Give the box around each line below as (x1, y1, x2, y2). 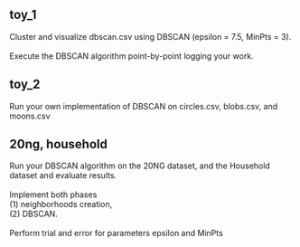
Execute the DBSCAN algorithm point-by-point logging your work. (9, 50, 255, 62)
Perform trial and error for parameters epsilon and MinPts (9, 228, 223, 239)
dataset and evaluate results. (9, 170, 117, 181)
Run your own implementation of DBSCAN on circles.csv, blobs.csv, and (9, 100, 278, 111)
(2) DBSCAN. (9, 208, 59, 220)
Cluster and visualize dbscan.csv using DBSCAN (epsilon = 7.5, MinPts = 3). (9, 31, 292, 42)
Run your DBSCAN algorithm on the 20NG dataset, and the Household (9, 160, 271, 171)
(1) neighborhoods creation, (9, 199, 113, 210)
